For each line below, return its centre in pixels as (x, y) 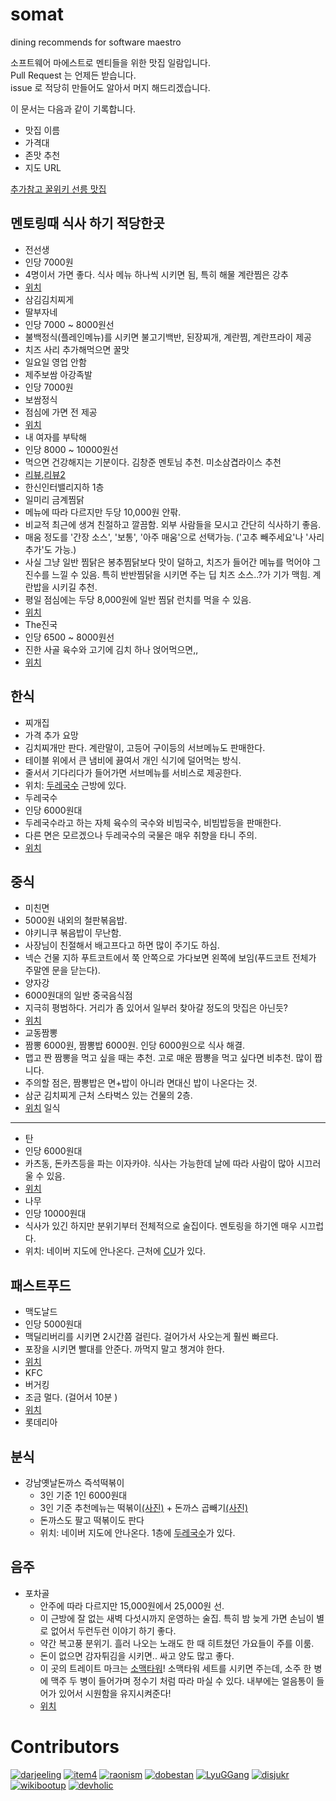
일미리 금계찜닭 (54, 499)
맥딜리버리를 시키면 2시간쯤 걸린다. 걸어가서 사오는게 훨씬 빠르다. (151, 1337)
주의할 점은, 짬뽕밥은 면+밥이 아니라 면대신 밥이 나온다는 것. (141, 1083)
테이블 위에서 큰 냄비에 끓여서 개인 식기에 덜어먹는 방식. (133, 760)
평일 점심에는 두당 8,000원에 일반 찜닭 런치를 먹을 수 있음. (138, 599)
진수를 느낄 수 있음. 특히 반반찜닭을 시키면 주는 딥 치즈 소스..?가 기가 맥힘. (167, 574)
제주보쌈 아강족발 (58, 374)
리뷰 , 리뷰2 (45, 474)
